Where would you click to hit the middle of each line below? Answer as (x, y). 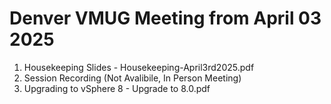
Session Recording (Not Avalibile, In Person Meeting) (132, 78)
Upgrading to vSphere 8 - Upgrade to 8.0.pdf (117, 88)
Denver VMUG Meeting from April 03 (165, 18)
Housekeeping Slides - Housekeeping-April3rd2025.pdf (139, 67)
